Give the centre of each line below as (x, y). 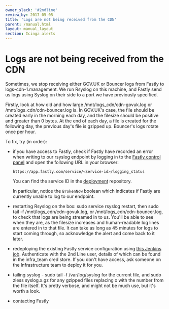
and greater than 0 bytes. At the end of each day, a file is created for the (81, 121)
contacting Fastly (31, 301)
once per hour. (21, 132)
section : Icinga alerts (30, 34)
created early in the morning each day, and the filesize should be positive (82, 115)
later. (18, 239)
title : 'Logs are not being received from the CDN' (61, 19)
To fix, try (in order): (26, 141)
